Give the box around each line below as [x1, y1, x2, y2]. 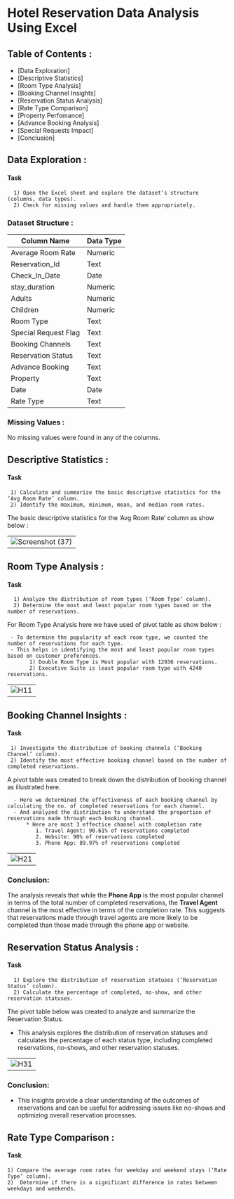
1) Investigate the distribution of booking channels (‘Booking [10, 744, 202, 751]
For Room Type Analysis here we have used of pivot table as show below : [7, 621, 222, 629]
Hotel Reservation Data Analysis [7, 5, 200, 21]
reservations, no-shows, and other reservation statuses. [17, 1043, 180, 1051]
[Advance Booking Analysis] [17, 119, 99, 127]
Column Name [20, 235, 70, 245]
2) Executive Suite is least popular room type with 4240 [29, 665, 202, 672]
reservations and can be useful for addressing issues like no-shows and [17, 1103, 226, 1112]
